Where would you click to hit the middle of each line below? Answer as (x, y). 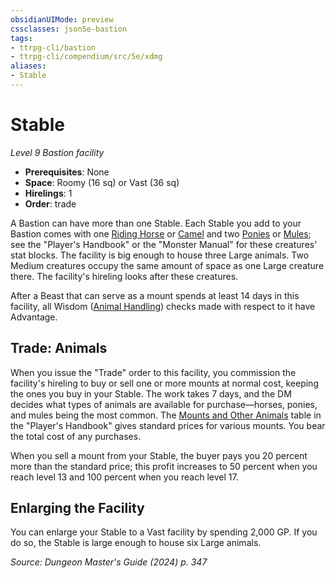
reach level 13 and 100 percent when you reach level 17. (124, 477)
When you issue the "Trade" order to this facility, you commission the (153, 372)
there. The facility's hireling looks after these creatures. (124, 276)
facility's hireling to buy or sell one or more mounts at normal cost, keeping (164, 383)
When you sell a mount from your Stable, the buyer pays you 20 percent (159, 455)
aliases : (28, 66)
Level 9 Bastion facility (57, 152)
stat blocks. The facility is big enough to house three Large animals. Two (160, 255)
